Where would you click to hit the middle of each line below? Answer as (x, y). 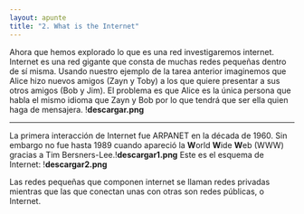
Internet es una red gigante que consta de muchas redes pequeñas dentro (148, 61)
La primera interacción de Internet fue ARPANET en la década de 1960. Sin (148, 135)
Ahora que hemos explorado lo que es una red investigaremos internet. (142, 51)
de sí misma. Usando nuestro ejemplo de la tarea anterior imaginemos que (148, 71)
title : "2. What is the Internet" (75, 26)
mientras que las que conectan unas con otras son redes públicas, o (137, 191)
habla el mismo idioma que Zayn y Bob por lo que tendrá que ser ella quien (149, 99)
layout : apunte (38, 18)
